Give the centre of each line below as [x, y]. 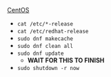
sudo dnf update [40, 53]
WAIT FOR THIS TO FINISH [66, 60]
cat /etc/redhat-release [53, 31]
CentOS [18, 10]
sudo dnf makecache [45, 39]
